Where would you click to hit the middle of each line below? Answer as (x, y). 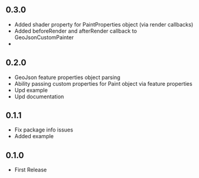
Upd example (31, 90)
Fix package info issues (44, 130)
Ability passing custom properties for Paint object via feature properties (103, 83)
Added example (34, 136)
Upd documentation (39, 97)
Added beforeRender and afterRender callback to (75, 31)
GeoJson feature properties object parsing (67, 77)
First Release (30, 170)
